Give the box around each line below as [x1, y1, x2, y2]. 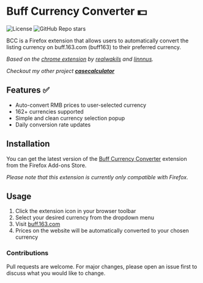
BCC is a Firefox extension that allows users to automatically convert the [6, 37, 189, 44]
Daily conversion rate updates [15, 121, 91, 128]
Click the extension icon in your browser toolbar [15, 207, 136, 215]
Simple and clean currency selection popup [15, 114, 125, 122]
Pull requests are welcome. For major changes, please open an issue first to [6, 263, 197, 270]
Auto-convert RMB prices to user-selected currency [15, 101, 147, 109]
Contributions [6, 249, 49, 257]
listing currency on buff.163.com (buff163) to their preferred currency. [6, 43, 182, 50]
